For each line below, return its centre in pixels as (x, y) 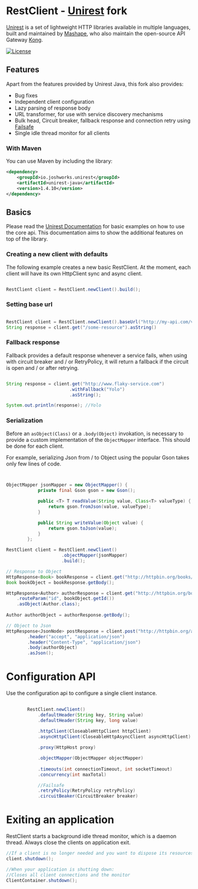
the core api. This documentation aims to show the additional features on (95, 233)
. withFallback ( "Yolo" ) (97, 389)
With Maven (24, 148)
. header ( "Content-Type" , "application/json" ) (84, 642)
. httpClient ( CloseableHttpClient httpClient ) (94, 731)
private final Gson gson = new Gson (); (86, 491)
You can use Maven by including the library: (60, 161)
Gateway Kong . (24, 40)
